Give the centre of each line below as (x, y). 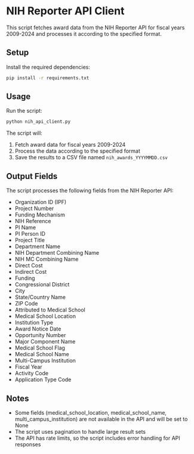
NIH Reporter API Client (65, 11)
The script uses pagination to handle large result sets (80, 431)
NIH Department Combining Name (57, 253)
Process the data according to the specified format (77, 151)
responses (28, 444)
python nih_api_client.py (38, 122)
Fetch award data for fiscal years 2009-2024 (70, 145)
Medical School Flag (40, 348)
